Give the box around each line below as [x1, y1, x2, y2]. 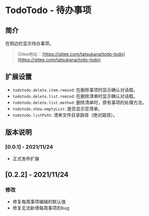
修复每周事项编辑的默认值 [12, 199, 66, 205]
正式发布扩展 [12, 155, 39, 161]
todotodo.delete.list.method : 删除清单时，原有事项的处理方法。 [12, 99, 147, 105]
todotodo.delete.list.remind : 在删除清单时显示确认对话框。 [12, 93, 138, 99]
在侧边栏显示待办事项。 [5, 41, 54, 46]
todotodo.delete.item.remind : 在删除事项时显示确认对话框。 [12, 86, 138, 93]
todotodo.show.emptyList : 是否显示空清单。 [12, 105, 103, 112]
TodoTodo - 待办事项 [5, 5, 92, 16]
